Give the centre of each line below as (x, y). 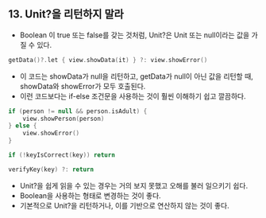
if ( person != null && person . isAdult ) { (78, 111)
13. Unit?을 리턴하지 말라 (66, 14)
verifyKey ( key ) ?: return (51, 169)
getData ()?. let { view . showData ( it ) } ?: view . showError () (108, 60)
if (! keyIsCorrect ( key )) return (62, 155)
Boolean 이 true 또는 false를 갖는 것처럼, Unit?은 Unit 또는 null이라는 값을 (135, 35)
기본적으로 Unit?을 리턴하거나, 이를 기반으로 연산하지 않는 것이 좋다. (124, 205)
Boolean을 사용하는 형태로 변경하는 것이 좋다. (90, 195)
